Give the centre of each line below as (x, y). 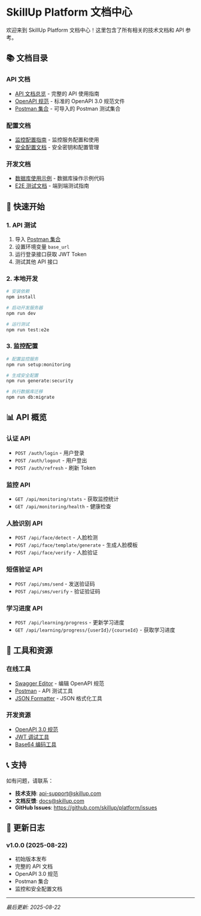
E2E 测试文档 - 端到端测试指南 (52, 186)
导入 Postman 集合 (38, 239)
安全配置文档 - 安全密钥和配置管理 (57, 147)
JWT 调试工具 (32, 736)
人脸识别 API (25, 523)
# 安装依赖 (18, 292)
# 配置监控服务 (22, 359)
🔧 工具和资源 (29, 650)
